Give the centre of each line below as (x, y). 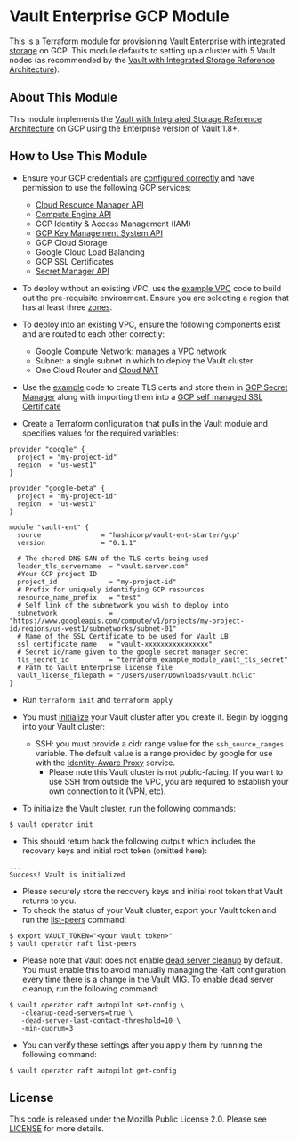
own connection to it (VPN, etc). (107, 791)
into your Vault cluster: (63, 726)
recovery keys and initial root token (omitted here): (114, 850)
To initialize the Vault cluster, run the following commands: (129, 808)
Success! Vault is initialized (67, 875)
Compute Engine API (73, 214)
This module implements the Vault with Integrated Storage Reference (136, 118)
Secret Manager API (72, 271)
